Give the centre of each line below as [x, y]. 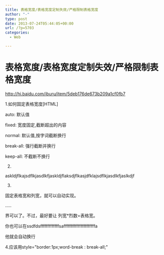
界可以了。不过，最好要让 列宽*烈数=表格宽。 [51, 216]
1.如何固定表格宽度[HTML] [32, 104]
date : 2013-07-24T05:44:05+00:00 [39, 23]
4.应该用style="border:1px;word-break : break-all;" [57, 247]
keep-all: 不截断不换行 [28, 156]
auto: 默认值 [17, 114]
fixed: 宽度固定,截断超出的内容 [36, 125]
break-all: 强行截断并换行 [30, 146]
